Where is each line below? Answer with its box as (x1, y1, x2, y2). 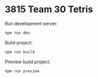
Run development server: (5, 20, 58, 27)
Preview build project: (5, 59, 51, 65)
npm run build (5, 49, 35, 55)
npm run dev (5, 30, 30, 35)
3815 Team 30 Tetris (5, 4, 93, 15)
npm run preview (5, 68, 39, 73)
